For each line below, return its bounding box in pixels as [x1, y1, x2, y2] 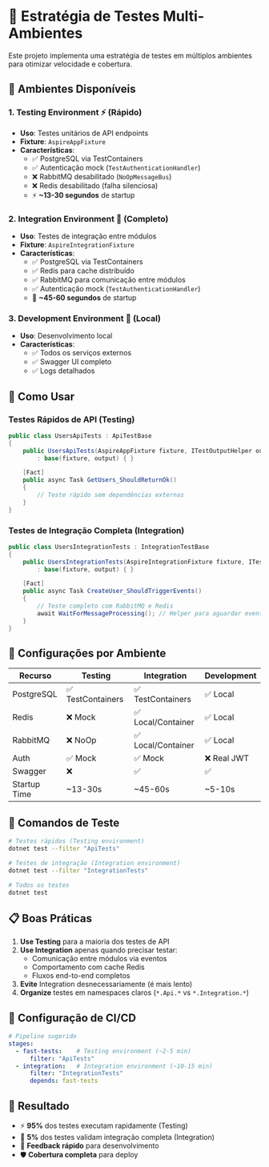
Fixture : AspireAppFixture [19, 136, 106, 146]
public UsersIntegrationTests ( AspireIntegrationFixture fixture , [22, 558, 246, 566]
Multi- [163, 7, 205, 26]
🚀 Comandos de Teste [8, 816, 120, 829]
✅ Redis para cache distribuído [31, 266, 134, 275]
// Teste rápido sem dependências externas [37, 491, 184, 499]
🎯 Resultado [8, 1099, 70, 1113]
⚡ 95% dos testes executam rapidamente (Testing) [19, 1121, 188, 1131]
